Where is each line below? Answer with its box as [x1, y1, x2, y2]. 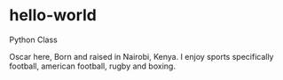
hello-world [9, 5, 98, 25]
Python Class [9, 34, 58, 45]
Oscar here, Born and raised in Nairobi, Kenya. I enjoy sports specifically [9, 51, 274, 62]
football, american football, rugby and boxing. [9, 61, 176, 71]
